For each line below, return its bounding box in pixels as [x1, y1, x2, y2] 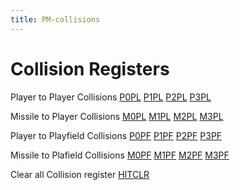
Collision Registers [10, 57, 170, 80]
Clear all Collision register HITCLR [10, 168, 150, 180]
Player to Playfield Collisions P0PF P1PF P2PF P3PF [10, 129, 223, 141]
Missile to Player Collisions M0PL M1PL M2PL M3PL [10, 110, 224, 122]
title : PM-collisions [10, 14, 101, 25]
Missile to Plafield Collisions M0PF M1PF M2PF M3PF [10, 149, 230, 161]
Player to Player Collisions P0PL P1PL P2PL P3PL [10, 91, 212, 103]
